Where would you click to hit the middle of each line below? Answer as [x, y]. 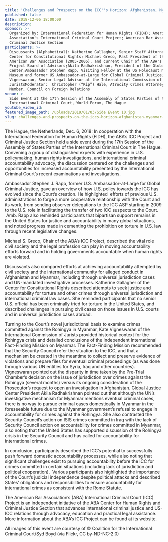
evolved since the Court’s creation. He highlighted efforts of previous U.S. [82, 194]
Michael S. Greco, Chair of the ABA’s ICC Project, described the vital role [80, 241]
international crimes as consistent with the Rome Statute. [64, 488]
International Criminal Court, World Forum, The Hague [68, 103]
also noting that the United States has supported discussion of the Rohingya [83, 430]
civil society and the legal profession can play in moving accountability [78, 246]
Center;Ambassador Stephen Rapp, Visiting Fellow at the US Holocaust [85, 71]
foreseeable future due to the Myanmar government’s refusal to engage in [81, 409]
